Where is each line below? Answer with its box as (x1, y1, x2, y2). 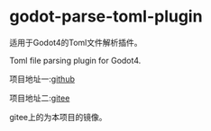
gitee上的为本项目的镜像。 (9, 111, 107, 122)
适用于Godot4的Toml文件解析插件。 (9, 37, 142, 48)
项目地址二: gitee (9, 92, 70, 103)
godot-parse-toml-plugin (9, 6, 203, 27)
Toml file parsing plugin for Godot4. (9, 55, 142, 65)
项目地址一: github (9, 74, 75, 84)
